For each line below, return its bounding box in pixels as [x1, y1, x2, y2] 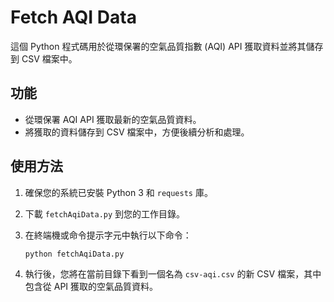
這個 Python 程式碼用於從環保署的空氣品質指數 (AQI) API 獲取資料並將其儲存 [10, 40, 324, 52]
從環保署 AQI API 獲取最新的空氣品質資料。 [24, 113, 202, 125]
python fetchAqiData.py [24, 249, 125, 259]
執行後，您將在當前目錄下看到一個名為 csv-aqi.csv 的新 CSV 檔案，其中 [24, 268, 322, 280]
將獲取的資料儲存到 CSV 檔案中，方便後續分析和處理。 [24, 126, 250, 138]
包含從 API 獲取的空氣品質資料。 [24, 281, 159, 293]
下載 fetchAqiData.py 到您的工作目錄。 [24, 207, 186, 220]
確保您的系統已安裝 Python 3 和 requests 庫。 [24, 186, 213, 198]
